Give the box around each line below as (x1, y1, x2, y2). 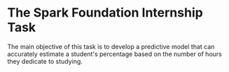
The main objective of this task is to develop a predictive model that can (7, 42, 215, 51)
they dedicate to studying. (7, 57, 83, 65)
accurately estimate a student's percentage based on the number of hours (7, 50, 222, 58)
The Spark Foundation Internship (7, 5, 203, 21)
